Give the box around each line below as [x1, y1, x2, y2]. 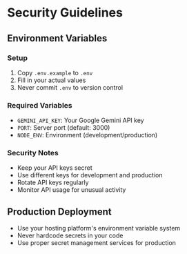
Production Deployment [7, 206, 112, 217]
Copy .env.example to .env [17, 68, 93, 77]
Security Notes [7, 148, 59, 158]
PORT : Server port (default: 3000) [17, 124, 110, 132]
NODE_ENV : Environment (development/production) [17, 131, 158, 139]
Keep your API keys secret [17, 164, 93, 172]
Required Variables [7, 100, 72, 110]
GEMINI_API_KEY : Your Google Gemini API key [17, 116, 144, 125]
